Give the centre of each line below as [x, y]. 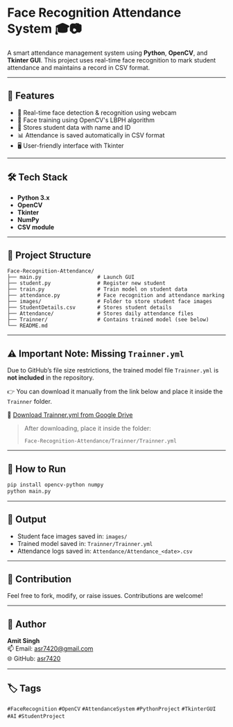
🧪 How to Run [37, 469]
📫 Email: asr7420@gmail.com [50, 649]
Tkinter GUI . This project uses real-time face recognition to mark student [112, 60]
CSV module [36, 227]
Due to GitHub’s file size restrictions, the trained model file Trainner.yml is [113, 370]
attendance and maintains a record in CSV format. [79, 67]
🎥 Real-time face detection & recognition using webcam [97, 112]
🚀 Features [31, 96]
